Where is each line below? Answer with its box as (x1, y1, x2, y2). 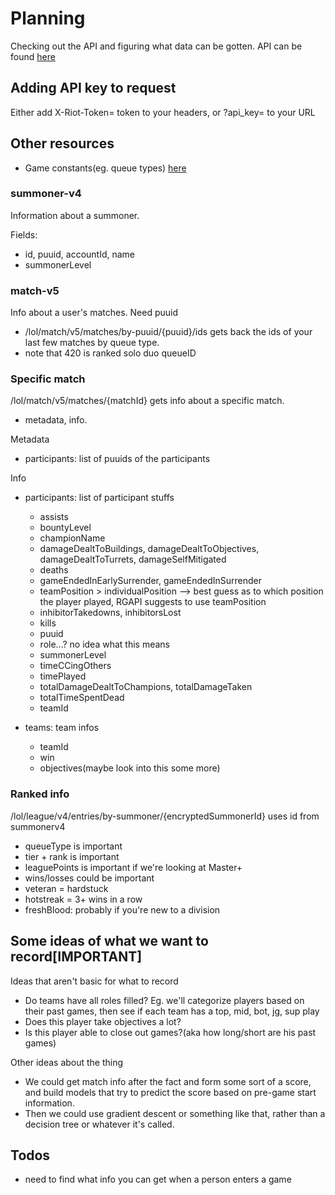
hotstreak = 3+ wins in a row (24, 893, 143, 905)
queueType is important (24, 840, 123, 852)
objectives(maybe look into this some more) (39, 762, 221, 774)
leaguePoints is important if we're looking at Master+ (24, 861, 243, 873)
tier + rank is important (24, 850, 120, 862)
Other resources (10, 135, 115, 152)
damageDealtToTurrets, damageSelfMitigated (39, 553, 227, 566)
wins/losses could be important (24, 872, 155, 884)
